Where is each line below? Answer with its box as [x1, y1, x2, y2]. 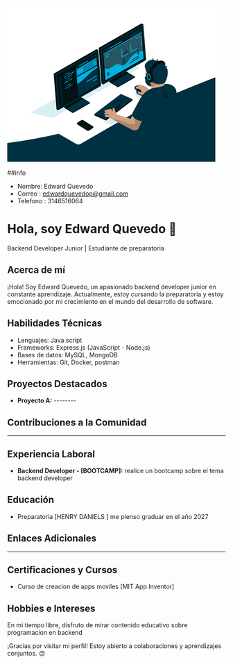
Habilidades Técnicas [7, 318, 103, 330]
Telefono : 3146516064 [17, 197, 83, 205]
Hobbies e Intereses [7, 602, 96, 614]
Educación [7, 494, 54, 506]
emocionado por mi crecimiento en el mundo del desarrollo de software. [7, 297, 214, 305]
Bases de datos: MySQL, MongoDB [17, 350, 118, 359]
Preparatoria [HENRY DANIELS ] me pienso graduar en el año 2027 [17, 512, 209, 520]
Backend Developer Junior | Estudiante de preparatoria [7, 244, 164, 252]
